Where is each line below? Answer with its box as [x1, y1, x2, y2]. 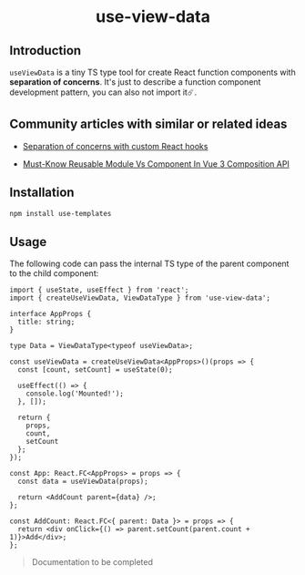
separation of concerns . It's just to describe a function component [9, 77, 261, 87]
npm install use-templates [9, 209, 112, 218]
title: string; [17, 317, 76, 327]
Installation [9, 185, 75, 200]
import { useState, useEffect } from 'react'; [9, 285, 189, 295]
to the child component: [9, 268, 99, 279]
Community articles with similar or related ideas [9, 117, 288, 132]
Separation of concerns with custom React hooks [22, 140, 208, 151]
